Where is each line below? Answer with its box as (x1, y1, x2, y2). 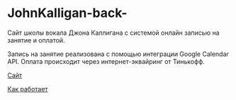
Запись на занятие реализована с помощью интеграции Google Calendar (7, 50, 229, 58)
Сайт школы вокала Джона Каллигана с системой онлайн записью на (7, 28, 220, 37)
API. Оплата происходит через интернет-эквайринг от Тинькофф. (7, 57, 206, 65)
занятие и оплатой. (7, 35, 65, 44)
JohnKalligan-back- (7, 5, 128, 21)
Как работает (7, 84, 48, 93)
